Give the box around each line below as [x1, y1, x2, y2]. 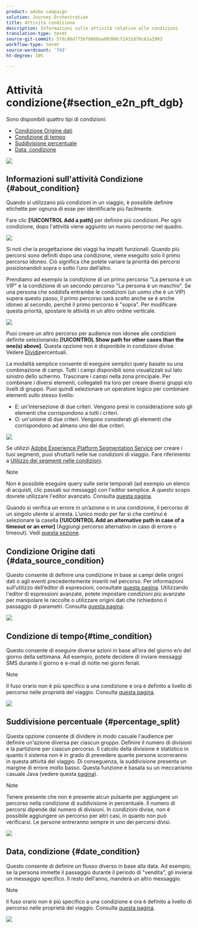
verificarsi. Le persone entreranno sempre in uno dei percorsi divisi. [6, 818, 171, 826]
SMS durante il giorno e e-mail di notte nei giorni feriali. [6, 659, 141, 666]
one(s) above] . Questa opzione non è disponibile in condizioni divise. [6, 343, 176, 350]
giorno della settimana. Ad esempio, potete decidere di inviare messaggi [6, 653, 182, 660]
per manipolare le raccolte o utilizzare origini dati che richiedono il [6, 597, 167, 604]
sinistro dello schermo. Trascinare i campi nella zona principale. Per [6, 373, 171, 380]
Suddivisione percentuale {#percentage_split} [6, 717, 180, 727]
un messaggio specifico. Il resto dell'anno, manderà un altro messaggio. [6, 875, 181, 882]
